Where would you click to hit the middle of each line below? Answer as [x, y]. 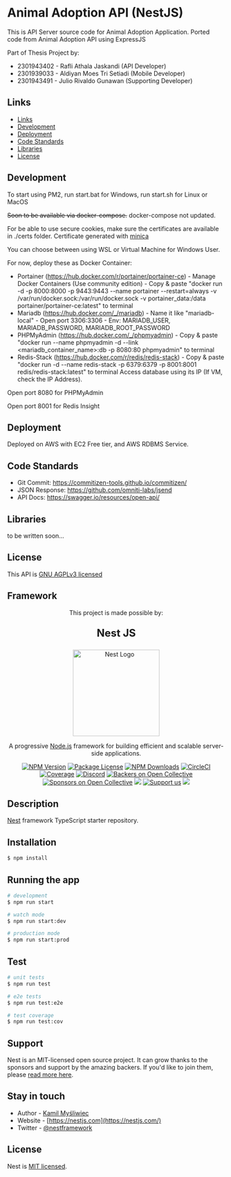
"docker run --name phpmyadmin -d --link [78, 342]
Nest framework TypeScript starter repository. [73, 821]
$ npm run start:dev [37, 921]
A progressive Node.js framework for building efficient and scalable [105, 746]
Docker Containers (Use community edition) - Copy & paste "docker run [120, 283]
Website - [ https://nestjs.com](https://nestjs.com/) [89, 1120]
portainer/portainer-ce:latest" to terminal [75, 305]
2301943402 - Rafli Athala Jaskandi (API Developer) [92, 66]
